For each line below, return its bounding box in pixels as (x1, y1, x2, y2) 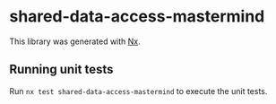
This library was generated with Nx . (9, 36, 141, 47)
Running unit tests (9, 62, 114, 77)
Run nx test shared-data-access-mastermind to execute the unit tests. (9, 85, 268, 96)
